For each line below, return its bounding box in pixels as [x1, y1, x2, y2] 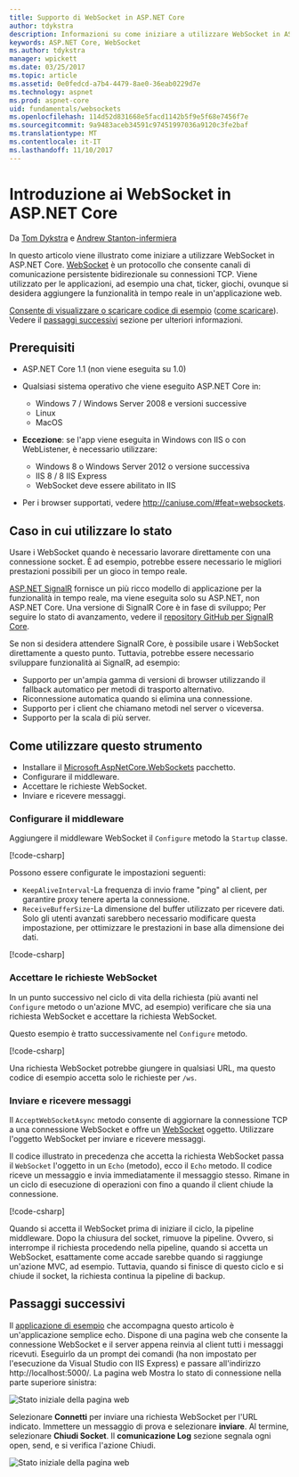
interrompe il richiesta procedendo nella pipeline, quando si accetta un [9, 1242, 269, 1252]
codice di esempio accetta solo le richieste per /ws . [9, 1071, 198, 1083]
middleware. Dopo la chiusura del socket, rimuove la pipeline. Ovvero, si [9, 1232, 274, 1243]
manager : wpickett [9, 54, 77, 63]
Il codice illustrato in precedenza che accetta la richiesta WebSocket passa [9, 1151, 285, 1161]
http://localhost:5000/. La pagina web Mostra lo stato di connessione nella [9, 1367, 282, 1378]
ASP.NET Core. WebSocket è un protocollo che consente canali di [9, 259, 251, 270]
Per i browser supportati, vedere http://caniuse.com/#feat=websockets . [21, 497, 287, 508]
